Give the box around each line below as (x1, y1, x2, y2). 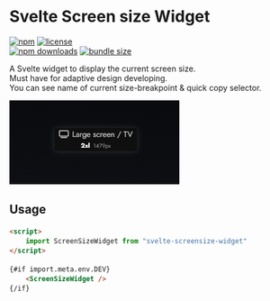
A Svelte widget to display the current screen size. (9, 63, 196, 74)
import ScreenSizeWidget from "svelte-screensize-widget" (25, 236, 247, 245)
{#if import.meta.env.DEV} (9, 265, 111, 274)
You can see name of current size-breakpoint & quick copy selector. (9, 82, 262, 93)
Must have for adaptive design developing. (9, 72, 168, 83)
